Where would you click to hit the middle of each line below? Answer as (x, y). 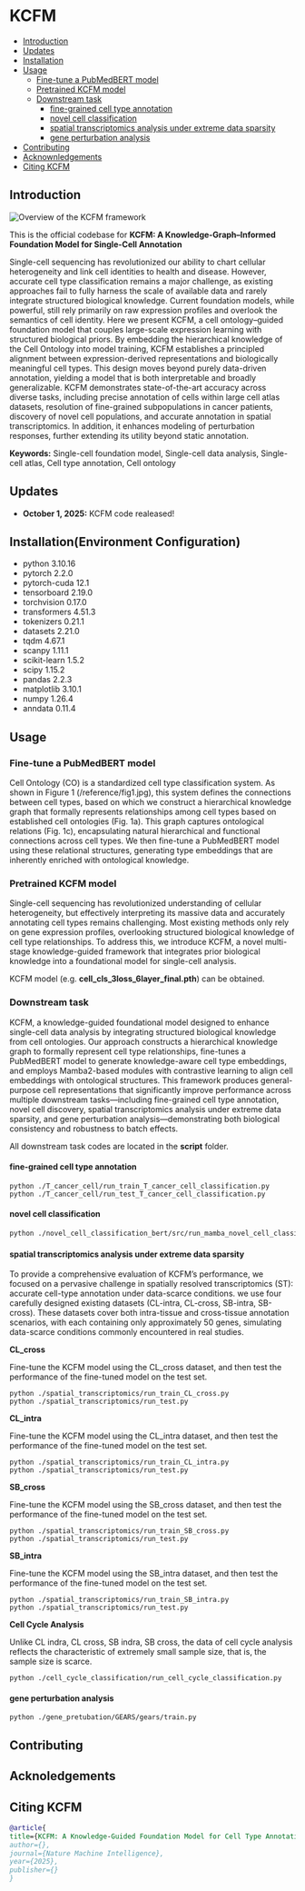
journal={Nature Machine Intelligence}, (87, 1853)
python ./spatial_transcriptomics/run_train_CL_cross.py (119, 1394)
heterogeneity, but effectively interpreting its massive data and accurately (148, 913)
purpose (25, 1090)
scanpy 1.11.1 (45, 651)
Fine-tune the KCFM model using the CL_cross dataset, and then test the (146, 1368)
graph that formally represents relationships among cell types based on (143, 812)
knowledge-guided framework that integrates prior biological (146, 951)
